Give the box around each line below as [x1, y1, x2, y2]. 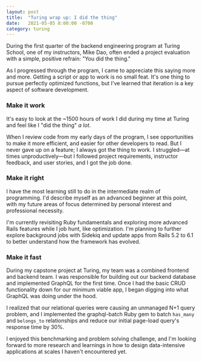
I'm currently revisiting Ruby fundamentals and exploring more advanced [6, 218, 188, 226]
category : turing [6, 25, 50, 32]
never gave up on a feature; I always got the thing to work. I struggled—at [6, 146, 190, 153]
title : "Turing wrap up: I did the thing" [6, 15, 118, 21]
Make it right [6, 174, 44, 182]
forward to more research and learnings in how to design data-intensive [6, 342, 186, 349]
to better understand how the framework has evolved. [6, 238, 141, 245]
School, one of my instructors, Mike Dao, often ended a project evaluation [6, 49, 191, 56]
